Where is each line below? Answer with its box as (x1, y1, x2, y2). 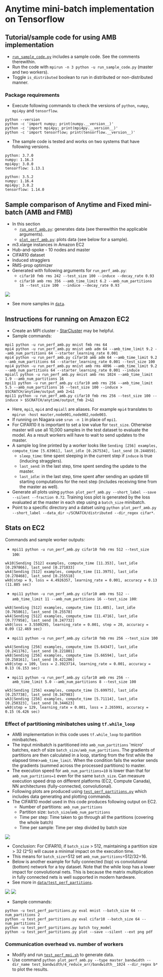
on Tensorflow (5, 14, 65, 25)
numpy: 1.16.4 (5, 179, 34, 184)
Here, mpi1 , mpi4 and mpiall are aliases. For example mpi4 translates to (12, 406, 153, 412)
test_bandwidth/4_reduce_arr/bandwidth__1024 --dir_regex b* (32, 962, 158, 967)
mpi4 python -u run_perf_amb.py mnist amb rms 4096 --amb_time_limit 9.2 (5, 364, 158, 369)
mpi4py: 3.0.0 (5, 162, 34, 166)
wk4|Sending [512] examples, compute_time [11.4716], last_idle (5, 613, 138, 619)
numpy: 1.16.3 (5, 157, 34, 163)
